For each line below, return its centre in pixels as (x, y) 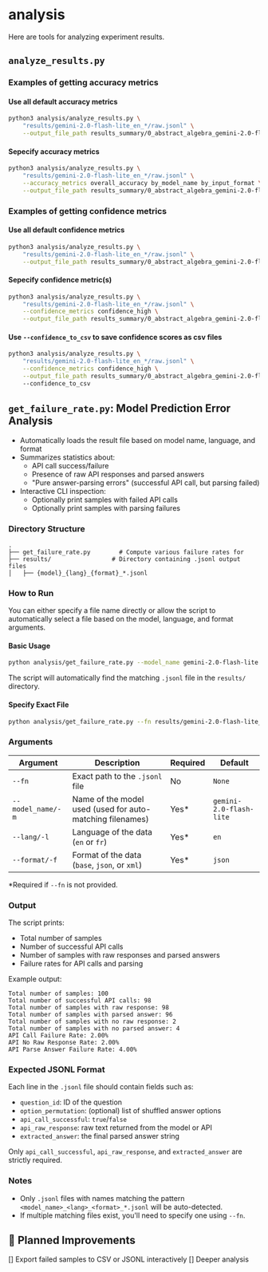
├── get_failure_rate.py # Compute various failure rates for (126, 552)
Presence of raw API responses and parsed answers (118, 474)
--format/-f (35, 860)
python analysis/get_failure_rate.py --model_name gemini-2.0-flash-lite (134, 663)
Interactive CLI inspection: (63, 491)
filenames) (129, 819)
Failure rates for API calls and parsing (81, 963)
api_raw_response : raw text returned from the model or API (116, 1128)
